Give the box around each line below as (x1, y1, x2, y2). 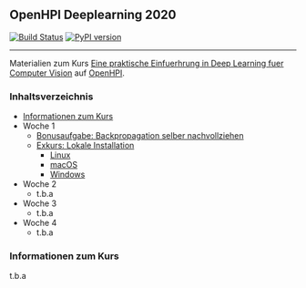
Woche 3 (22, 198, 57, 209)
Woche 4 (22, 218, 57, 229)
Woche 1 (22, 120, 56, 131)
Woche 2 (22, 179, 57, 190)
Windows (49, 169, 86, 180)
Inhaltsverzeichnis (9, 90, 94, 103)
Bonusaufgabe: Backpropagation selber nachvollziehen (36, 130, 244, 141)
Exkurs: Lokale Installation (36, 140, 135, 151)
